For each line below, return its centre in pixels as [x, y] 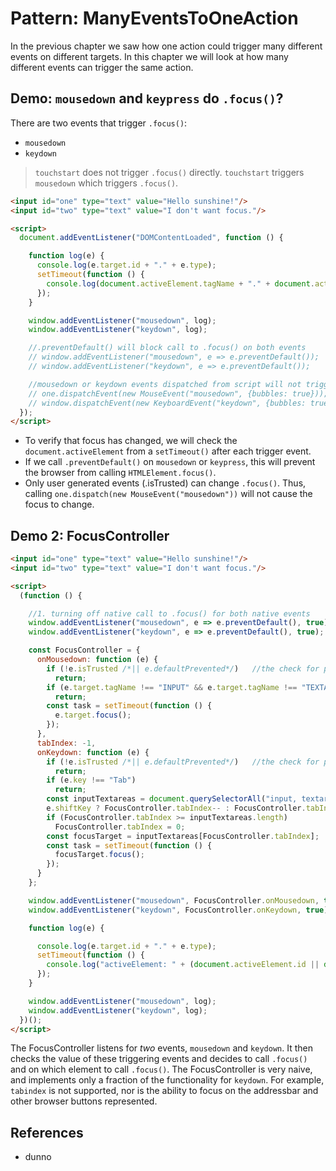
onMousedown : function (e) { [97, 660]
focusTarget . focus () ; [99, 855]
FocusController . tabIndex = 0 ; [120, 827]
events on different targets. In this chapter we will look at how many [149, 56]
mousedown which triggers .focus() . [106, 183]
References [47, 1132]
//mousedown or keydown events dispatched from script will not [165, 384]
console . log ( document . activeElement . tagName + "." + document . [181, 283]
